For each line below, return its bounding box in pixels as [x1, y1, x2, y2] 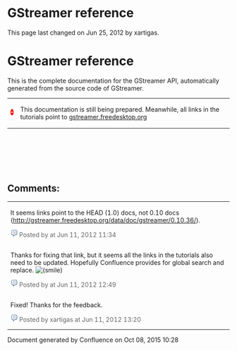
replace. [10, 266, 34, 274]
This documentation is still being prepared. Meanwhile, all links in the [20, 105, 220, 114]
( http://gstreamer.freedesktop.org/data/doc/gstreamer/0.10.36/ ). [10, 215, 201, 224]
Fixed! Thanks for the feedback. [10, 301, 103, 309]
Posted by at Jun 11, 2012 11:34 [18, 230, 116, 239]
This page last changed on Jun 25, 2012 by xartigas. [7, 28, 160, 37]
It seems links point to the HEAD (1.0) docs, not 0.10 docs [10, 208, 180, 217]
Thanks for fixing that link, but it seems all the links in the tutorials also [10, 251, 214, 259]
